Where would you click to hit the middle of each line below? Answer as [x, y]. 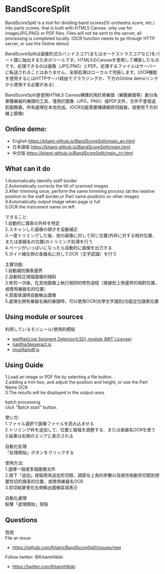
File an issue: [18, 538]
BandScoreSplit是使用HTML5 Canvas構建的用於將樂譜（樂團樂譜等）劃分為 [82, 95]
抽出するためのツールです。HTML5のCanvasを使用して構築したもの [91, 60]
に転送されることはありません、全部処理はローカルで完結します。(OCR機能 [81, 72]
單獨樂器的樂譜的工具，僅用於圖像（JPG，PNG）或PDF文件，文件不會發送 [81, 101]
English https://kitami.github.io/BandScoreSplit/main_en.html [73, 141]
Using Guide [24, 365]
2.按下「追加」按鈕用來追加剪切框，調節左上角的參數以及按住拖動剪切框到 [80, 475]
